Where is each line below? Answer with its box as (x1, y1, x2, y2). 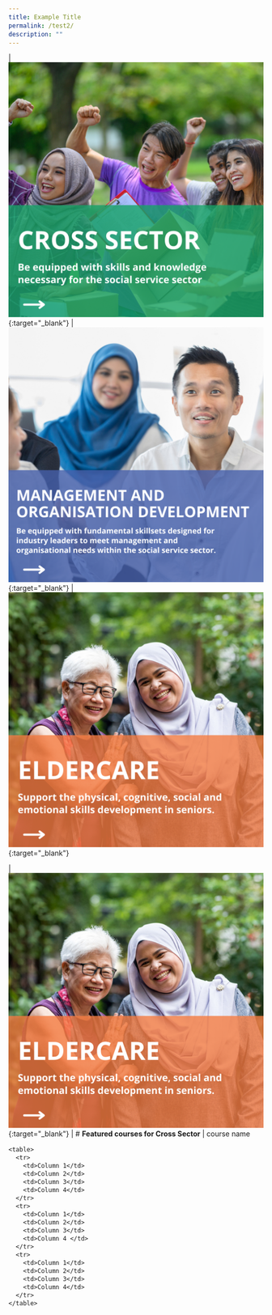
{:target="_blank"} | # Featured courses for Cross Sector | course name (8, 1129, 251, 1139)
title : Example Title (8, 13, 82, 21)
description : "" (8, 30, 63, 38)
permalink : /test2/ (8, 21, 74, 30)
